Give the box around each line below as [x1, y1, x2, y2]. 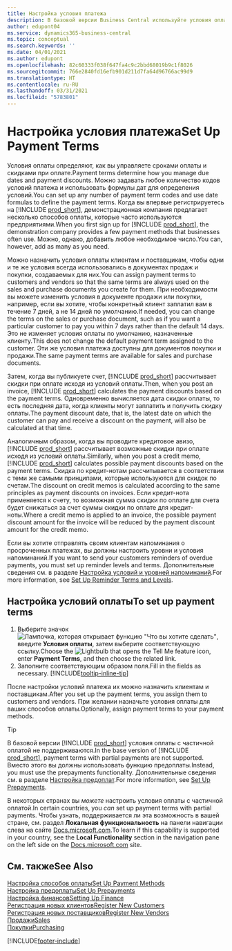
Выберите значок [17, 625, 69, 633]
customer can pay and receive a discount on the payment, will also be [7, 416, 206, 425]
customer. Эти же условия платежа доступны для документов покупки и [7, 344, 222, 352]
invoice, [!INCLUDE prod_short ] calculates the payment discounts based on [7, 386, 222, 395]
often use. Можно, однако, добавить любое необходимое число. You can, [7, 235, 223, 243]
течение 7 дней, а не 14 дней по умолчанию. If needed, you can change [7, 307, 215, 315]
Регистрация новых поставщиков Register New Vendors [7, 908, 170, 916]
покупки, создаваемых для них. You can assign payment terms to [7, 270, 197, 278]
